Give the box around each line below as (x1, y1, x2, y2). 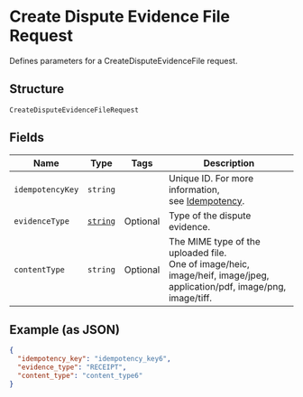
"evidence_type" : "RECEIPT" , (17, 363, 127, 372)
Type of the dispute (168, 209, 252, 222)
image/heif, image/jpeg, (168, 269, 270, 282)
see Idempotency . (168, 194, 245, 207)
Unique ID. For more (168, 171, 254, 184)
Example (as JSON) (9, 322, 120, 337)
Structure (9, 81, 65, 97)
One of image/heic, (168, 257, 250, 270)
